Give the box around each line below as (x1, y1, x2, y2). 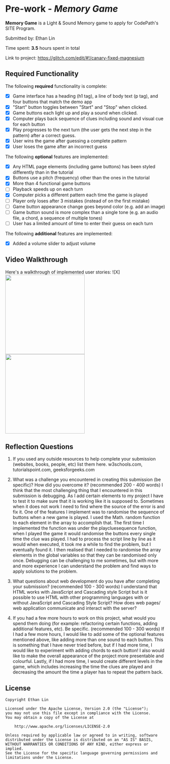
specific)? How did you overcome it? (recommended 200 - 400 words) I (12, 482, 163, 488)
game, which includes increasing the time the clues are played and (12, 664, 152, 670)
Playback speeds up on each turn (12, 186, 83, 192)
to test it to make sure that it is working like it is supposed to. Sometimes (12, 498, 164, 504)
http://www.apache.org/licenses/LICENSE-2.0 (14, 724, 110, 729)
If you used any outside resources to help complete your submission (12, 456, 156, 462)
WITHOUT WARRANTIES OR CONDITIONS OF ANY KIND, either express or (5, 742, 149, 747)
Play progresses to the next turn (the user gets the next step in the (12, 127, 152, 133)
